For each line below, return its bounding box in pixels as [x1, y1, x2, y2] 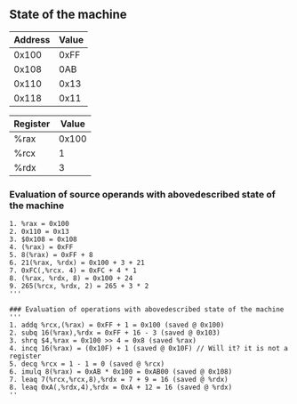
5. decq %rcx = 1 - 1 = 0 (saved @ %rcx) [9, 360, 165, 368]
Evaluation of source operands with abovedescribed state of [9, 188, 276, 200]
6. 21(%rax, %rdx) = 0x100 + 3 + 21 [9, 258, 145, 268]
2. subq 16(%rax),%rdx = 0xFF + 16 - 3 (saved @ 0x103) [9, 328, 221, 337]
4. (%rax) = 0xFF [9, 243, 74, 252]
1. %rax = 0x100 [9, 220, 69, 229]
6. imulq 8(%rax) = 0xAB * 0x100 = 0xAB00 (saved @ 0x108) [9, 368, 233, 376]
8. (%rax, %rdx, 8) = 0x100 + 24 [9, 274, 133, 283]
